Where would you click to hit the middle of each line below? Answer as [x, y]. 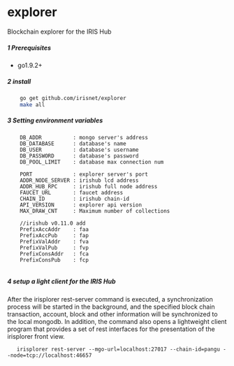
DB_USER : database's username [79, 150]
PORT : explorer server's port [84, 174]
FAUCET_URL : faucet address [72, 192]
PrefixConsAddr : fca [54, 254]
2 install [19, 81]
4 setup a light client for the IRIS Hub [61, 281]
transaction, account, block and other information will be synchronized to [112, 314]
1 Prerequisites [29, 48]
